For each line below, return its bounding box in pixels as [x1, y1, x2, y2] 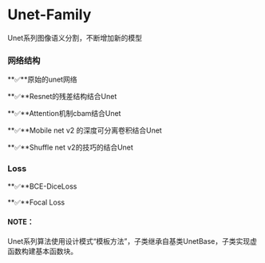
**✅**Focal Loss [7, 197, 65, 207]
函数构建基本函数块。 [7, 246, 77, 256]
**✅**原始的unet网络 [7, 74, 77, 85]
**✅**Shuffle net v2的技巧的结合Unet [7, 142, 133, 153]
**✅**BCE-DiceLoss [7, 181, 77, 191]
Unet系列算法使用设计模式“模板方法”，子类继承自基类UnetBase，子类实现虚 [7, 236, 257, 245]
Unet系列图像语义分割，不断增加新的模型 [7, 33, 143, 42]
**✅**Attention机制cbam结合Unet [7, 109, 121, 118]
